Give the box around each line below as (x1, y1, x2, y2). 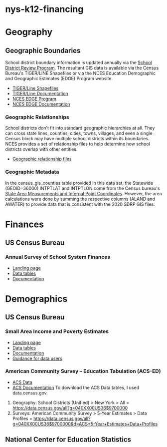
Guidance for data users (12, 355, 62, 361)
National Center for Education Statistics (5, 435, 131, 444)
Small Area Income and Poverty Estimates (5, 328, 109, 335)
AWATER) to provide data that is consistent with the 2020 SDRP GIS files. (5, 201, 156, 207)
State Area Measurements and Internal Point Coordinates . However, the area (5, 190, 162, 196)
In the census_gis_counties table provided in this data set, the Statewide (5, 180, 154, 186)
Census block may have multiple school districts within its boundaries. (5, 136, 150, 142)
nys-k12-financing (5, 4, 84, 15)
